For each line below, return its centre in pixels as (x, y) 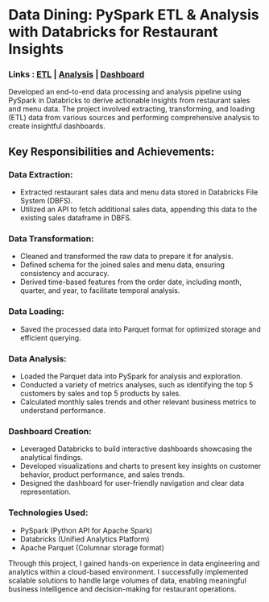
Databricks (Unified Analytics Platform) (85, 539)
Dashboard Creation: (50, 431)
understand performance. (63, 411)
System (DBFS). (46, 201)
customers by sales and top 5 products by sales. (100, 394)
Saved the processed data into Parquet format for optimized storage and (141, 329)
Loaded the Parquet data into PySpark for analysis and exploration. (131, 376)
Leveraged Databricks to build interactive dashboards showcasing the (136, 449)
